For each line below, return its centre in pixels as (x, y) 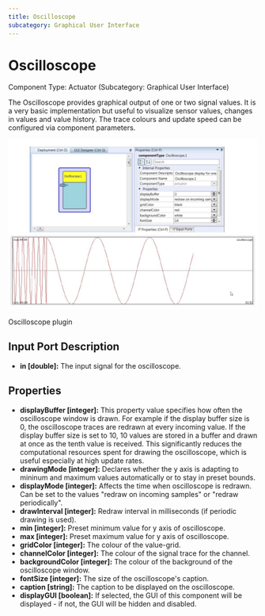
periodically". (41, 503)
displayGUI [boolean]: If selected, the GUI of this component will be (131, 595)
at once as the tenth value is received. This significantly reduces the (131, 443)
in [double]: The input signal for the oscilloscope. (100, 365)
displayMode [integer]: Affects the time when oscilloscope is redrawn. (135, 486)
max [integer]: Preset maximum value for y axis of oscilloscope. (124, 536)
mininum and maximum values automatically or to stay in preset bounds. (137, 477)
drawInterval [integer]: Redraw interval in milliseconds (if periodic (128, 511)
